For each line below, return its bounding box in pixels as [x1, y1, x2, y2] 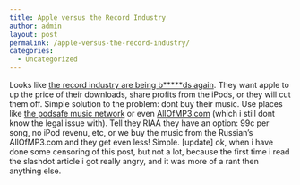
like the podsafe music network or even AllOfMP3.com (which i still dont [9, 109, 276, 119]
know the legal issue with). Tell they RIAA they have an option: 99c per [9, 118, 270, 128]
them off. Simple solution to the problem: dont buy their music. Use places [9, 99, 284, 109]
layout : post [9, 30, 58, 39]
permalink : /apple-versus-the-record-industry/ [9, 38, 191, 48]
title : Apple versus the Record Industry [9, 13, 167, 22]
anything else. [9, 165, 62, 176]
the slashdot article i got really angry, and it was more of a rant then [9, 156, 260, 166]
